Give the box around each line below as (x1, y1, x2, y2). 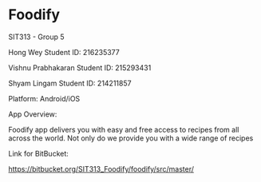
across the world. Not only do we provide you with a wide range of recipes (8, 133, 254, 143)
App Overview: (8, 109, 57, 119)
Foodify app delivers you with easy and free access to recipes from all (8, 125, 239, 134)
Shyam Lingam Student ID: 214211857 (8, 78, 132, 88)
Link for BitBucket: (8, 148, 69, 158)
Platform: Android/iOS (8, 93, 81, 103)
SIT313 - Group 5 (8, 32, 65, 42)
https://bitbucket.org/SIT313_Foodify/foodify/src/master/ (8, 164, 194, 173)
